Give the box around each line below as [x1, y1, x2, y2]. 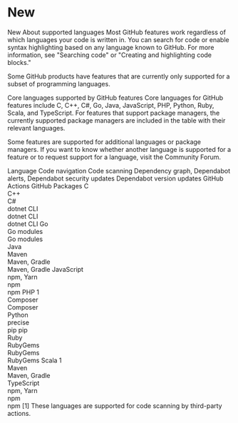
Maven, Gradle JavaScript [7, 265, 84, 273]
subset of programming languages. [7, 79, 110, 88]
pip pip [7, 325, 29, 334]
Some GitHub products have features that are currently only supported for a [7, 72, 230, 81]
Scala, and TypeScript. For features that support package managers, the [7, 108, 220, 117]
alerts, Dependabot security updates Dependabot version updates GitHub [7, 174, 224, 183]
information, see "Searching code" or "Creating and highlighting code [7, 51, 212, 59]
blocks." [7, 58, 31, 66]
